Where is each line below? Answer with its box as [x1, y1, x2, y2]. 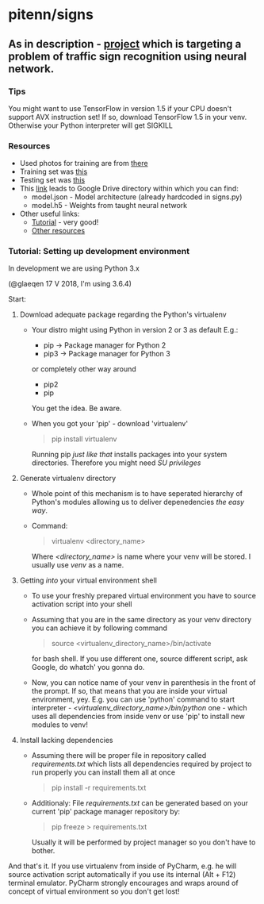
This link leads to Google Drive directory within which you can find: [19, 184, 239, 194]
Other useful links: [19, 209, 80, 219]
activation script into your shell [31, 599, 132, 609]
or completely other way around [31, 364, 136, 374]
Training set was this [19, 167, 88, 176]
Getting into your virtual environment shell [19, 575, 157, 585]
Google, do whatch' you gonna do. [31, 663, 145, 672]
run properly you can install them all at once [31, 767, 176, 777]
